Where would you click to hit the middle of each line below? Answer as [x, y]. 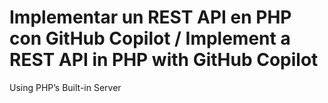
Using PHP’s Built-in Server [65, 87]
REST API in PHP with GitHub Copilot [164, 60]
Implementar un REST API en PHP [150, 17]
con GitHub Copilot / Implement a [150, 38]
